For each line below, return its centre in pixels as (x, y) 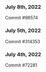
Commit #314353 (23, 41)
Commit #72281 (21, 65)
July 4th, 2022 (23, 54)
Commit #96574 (22, 18)
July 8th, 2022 (23, 7)
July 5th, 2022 (23, 31)
